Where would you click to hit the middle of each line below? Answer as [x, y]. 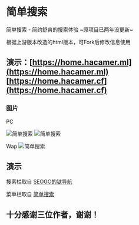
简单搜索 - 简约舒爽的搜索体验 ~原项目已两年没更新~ [70, 29]
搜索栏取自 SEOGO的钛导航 [39, 182]
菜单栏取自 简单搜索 [30, 194]
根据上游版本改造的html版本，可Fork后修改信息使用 [68, 42]
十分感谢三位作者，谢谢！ [52, 215]
